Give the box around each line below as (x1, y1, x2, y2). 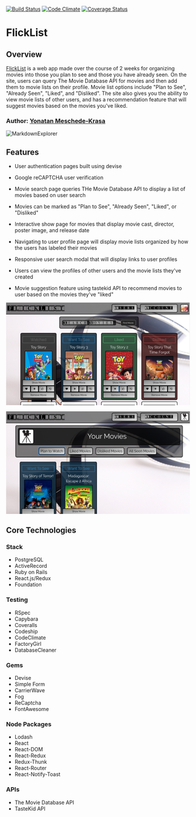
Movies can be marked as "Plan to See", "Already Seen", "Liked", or (14, 203, 177, 210)
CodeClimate (14, 634, 46, 641)
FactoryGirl (14, 640, 42, 647)
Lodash (14, 733, 33, 741)
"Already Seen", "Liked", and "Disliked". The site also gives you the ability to (6, 90, 188, 97)
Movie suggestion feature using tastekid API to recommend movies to (14, 285, 182, 292)
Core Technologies (6, 525, 77, 536)
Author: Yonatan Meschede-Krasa (6, 117, 106, 125)
